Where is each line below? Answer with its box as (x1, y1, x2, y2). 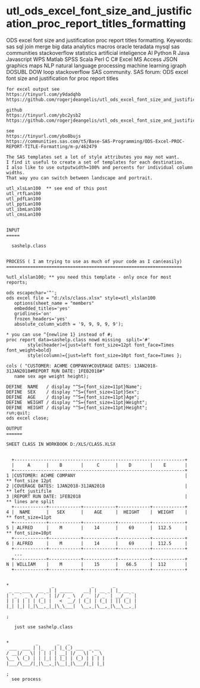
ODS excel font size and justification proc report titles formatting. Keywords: (6, 36, 193, 44)
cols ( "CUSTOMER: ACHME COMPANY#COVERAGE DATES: (6, 363, 132, 369)
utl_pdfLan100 (6, 196, 42, 202)
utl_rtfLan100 (6, 190, 42, 196)
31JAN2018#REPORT (6, 368, 49, 374)
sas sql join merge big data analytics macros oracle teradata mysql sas (6, 43, 180, 50)
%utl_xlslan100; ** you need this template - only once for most (6, 274, 171, 280)
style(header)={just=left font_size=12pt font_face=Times (27, 342, 174, 348)
